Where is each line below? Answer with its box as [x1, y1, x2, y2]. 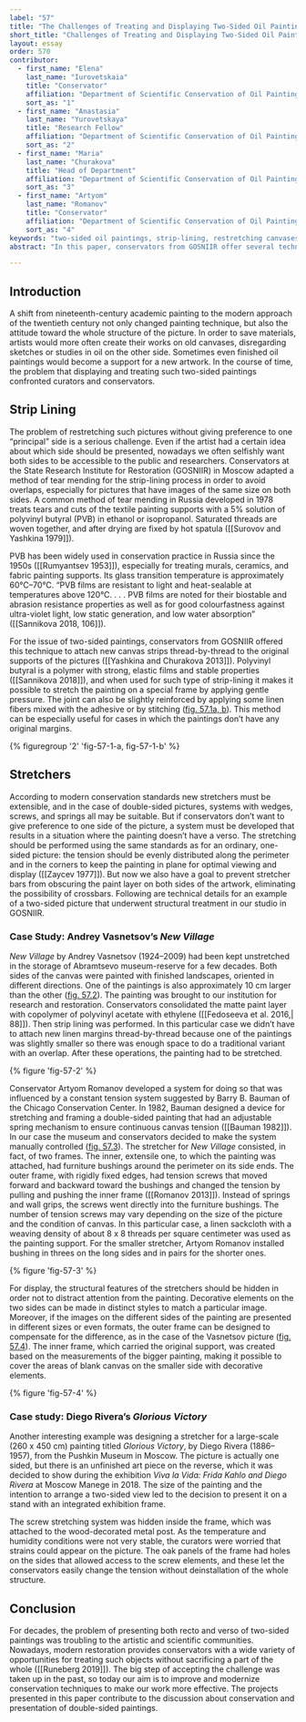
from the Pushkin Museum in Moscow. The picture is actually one [34, 1450, 280, 1461]
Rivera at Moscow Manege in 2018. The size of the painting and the [9, 1480, 262, 1491]
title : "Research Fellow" [25, 124, 125, 133]
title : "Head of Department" [25, 166, 137, 175]
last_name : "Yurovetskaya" [25, 115, 128, 124]
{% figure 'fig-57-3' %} [9, 1265, 97, 1276]
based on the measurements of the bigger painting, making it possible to [9, 1350, 282, 1361]
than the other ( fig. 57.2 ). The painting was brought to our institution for [9, 989, 278, 1000]
